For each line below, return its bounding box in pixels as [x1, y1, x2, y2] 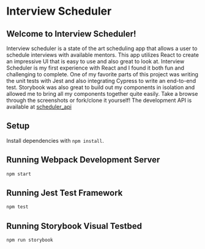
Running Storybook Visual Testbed [6, 221, 143, 231]
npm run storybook [6, 237, 53, 243]
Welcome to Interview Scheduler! [6, 29, 136, 39]
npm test [6, 204, 29, 210]
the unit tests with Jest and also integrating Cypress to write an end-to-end [6, 78, 196, 84]
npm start [6, 171, 32, 177]
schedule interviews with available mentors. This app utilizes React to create [6, 51, 199, 59]
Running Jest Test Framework [6, 187, 123, 198]
